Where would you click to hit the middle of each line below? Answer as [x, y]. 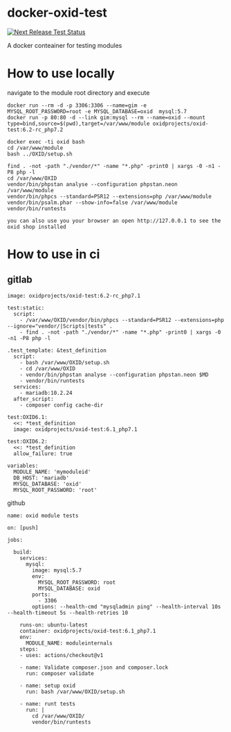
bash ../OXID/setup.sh [40, 154]
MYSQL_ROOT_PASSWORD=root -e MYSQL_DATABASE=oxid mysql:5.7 [97, 111]
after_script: [34, 399]
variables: [23, 466]
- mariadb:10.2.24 [46, 393]
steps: [29, 649]
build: [23, 552]
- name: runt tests [48, 704]
